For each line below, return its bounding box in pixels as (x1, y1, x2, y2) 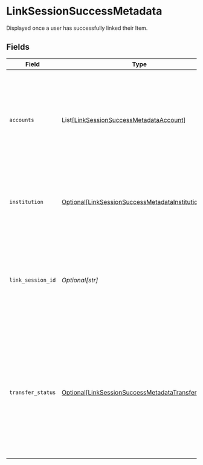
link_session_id (9, 276, 56, 283)
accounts (9, 117, 34, 123)
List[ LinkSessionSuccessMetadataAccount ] (61, 115, 186, 124)
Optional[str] (61, 276, 98, 284)
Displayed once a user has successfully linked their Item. (6, 24, 148, 32)
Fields (6, 42, 30, 52)
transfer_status (9, 389, 56, 396)
